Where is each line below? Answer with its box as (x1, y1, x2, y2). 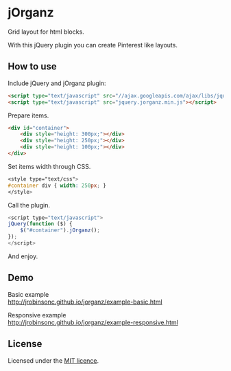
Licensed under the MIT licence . (8, 356, 99, 365)
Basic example (8, 290, 49, 298)
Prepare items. (8, 111, 49, 120)
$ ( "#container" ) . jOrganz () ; (20, 227, 100, 234)
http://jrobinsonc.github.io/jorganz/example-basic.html (8, 297, 163, 306)
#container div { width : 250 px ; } (8, 182, 107, 189)
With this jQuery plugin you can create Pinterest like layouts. (8, 41, 178, 49)
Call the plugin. (8, 201, 51, 209)
